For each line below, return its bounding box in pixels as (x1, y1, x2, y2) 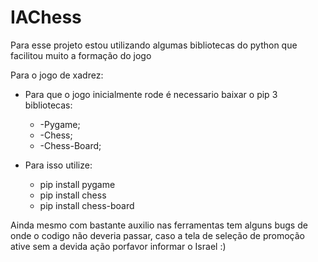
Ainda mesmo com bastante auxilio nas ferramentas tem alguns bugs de (10, 219, 308, 231)
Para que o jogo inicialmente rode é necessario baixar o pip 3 (24, 88, 278, 100)
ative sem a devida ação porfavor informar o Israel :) (10, 240, 227, 252)
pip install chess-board (39, 199, 135, 211)
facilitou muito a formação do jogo (10, 49, 152, 61)
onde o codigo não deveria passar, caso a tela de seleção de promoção (10, 229, 305, 241)
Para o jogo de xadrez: (10, 69, 104, 81)
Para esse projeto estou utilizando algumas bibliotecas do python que (10, 39, 298, 51)
